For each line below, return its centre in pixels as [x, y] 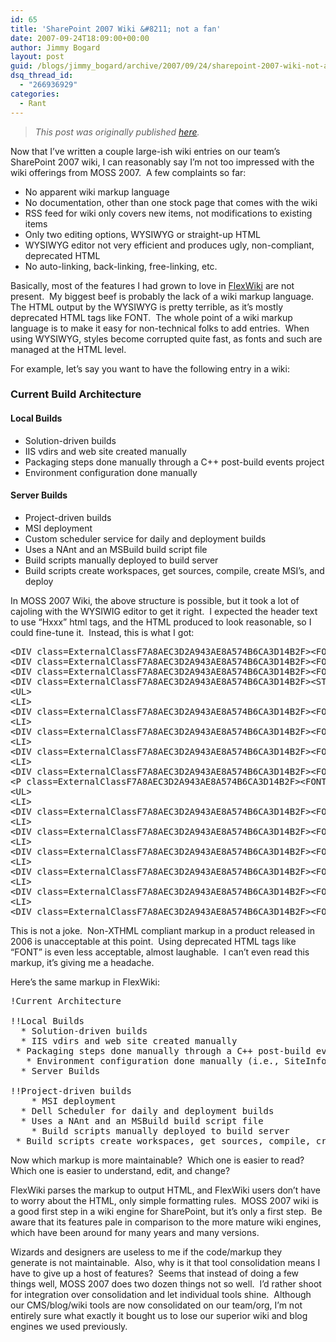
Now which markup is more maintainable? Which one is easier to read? [157, 1160]
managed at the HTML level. [68, 349]
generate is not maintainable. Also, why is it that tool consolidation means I [165, 1262]
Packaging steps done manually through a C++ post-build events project [174, 462]
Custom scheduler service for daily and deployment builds [145, 538]
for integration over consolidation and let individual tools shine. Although [161, 1294]
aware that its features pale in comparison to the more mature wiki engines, [166, 1222]
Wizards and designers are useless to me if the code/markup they [146, 1252]
